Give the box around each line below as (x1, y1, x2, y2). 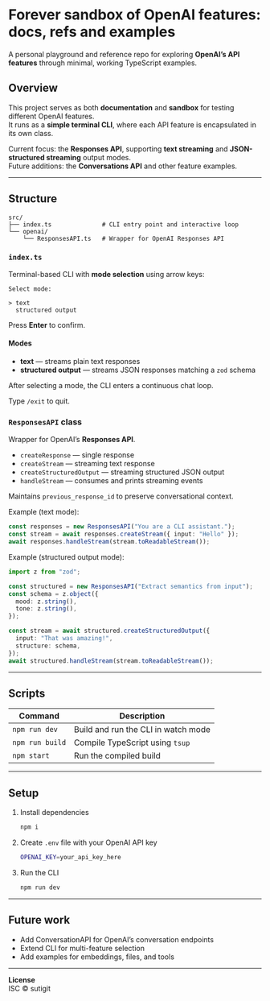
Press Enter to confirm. (8, 320, 86, 329)
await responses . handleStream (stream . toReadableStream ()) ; (8, 538, 211, 546)
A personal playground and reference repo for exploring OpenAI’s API (8, 49, 240, 59)
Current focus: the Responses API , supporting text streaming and (8, 143, 228, 154)
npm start (12, 751, 50, 760)
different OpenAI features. (8, 111, 95, 121)
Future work (8, 913, 71, 927)
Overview (8, 81, 59, 95)
